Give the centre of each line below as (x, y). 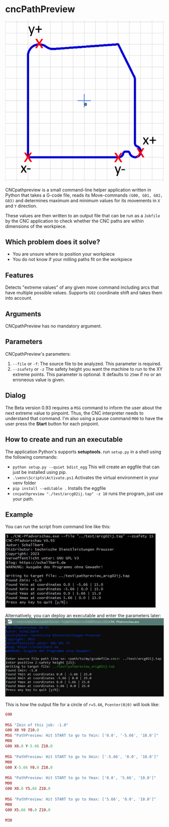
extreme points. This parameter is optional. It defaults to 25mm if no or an (87, 374)
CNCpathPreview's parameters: (38, 354)
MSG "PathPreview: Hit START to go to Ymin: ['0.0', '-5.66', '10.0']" (82, 735)
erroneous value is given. (39, 380)
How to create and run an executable (64, 439)
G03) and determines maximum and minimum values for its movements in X (82, 200)
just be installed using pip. (39, 472)
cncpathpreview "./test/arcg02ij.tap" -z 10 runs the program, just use (88, 493)
